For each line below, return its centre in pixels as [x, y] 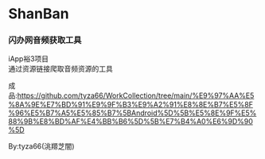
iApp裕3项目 [29, 59]
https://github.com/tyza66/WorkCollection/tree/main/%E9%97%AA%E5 [136, 95]
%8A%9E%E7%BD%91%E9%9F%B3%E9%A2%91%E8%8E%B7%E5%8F [131, 105]
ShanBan [39, 14]
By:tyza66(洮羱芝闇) [41, 146]
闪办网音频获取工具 [45, 41]
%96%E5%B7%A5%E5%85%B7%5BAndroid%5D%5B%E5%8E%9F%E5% [132, 113]
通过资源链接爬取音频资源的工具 [60, 69]
